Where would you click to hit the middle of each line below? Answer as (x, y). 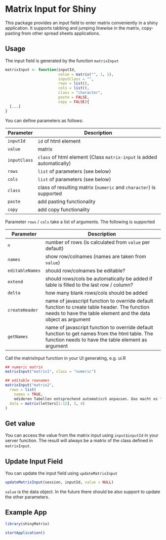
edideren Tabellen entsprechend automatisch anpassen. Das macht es (86, 399)
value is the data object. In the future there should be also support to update (83, 492)
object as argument (68, 319)
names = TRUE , (28, 394)
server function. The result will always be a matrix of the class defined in (79, 441)
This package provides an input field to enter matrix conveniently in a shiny (82, 23)
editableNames (24, 270)
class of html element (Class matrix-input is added (97, 157)
